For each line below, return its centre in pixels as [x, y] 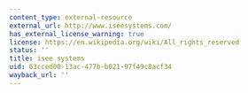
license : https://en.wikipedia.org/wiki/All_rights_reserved [124, 42]
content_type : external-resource [71, 17]
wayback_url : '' [39, 75]
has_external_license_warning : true [77, 34]
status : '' [29, 50]
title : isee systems [47, 58]
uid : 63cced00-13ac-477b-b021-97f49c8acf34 [91, 67]
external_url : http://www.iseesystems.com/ [91, 26]
